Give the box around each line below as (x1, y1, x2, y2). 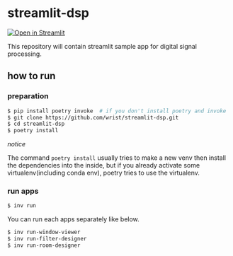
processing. (7, 50, 42, 58)
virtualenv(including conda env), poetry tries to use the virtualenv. (7, 168, 200, 178)
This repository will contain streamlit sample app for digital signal (7, 42, 197, 50)
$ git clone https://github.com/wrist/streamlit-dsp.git (7, 114, 179, 121)
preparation (7, 91, 49, 101)
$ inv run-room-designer (7, 242, 81, 249)
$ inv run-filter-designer (7, 235, 87, 243)
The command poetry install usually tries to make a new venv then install (7, 153, 227, 162)
